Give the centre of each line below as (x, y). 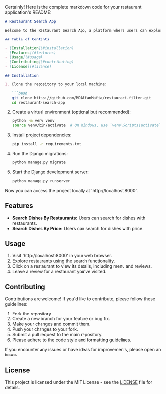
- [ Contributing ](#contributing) (40, 62)
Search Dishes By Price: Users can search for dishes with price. (78, 228)
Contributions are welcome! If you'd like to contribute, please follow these (80, 299)
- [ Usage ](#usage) (24, 57)
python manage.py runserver (41, 181)
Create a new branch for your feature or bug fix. (61, 319)
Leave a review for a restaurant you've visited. (59, 272)
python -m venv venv (33, 121)
